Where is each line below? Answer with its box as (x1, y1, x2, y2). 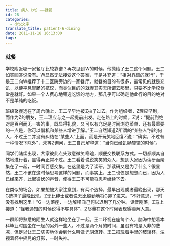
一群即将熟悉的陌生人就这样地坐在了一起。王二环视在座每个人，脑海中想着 (5, 216, 160, 223)
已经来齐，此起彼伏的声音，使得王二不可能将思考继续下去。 (5, 176, 130, 182)
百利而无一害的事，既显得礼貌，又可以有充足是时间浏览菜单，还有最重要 (14, 121, 165, 127)
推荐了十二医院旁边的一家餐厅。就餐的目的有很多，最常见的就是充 (27, 78, 165, 85)
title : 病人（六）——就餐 (5, 7, 52, 13)
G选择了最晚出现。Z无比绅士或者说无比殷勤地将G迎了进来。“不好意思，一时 (5, 193, 163, 199)
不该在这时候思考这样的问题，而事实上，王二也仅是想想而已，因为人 (22, 170, 165, 176)
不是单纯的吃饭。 (5, 97, 41, 104)
